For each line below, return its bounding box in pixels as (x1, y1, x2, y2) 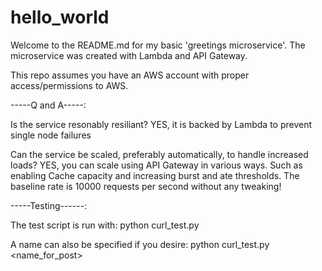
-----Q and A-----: (10, 99, 87, 111)
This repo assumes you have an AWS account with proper (10, 69, 250, 81)
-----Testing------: (10, 199, 88, 211)
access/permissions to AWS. (10, 79, 129, 91)
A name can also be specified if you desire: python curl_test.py (10, 238, 270, 250)
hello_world (10, 6, 110, 29)
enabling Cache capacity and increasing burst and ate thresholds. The (10, 169, 300, 181)
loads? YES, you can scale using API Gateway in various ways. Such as (10, 159, 303, 171)
